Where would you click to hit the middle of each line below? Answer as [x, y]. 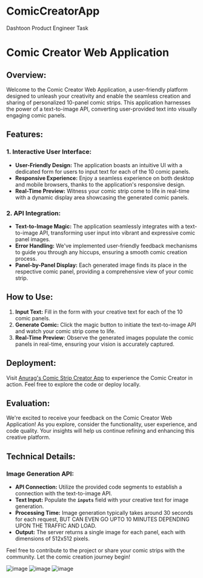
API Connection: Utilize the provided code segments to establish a [98, 487]
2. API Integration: [34, 213]
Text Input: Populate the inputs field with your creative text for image [102, 500]
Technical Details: [41, 456]
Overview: [26, 75]
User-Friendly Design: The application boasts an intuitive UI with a [99, 165]
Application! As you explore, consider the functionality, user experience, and [102, 424]
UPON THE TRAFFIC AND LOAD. [56, 526]
